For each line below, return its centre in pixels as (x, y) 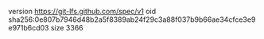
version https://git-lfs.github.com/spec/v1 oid (82, 11)
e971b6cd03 (29, 28)
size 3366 (67, 28)
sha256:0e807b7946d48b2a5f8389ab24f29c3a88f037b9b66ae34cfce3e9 (132, 19)
